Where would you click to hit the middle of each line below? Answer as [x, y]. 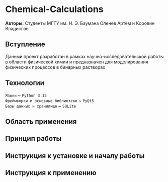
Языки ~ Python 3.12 [26, 95]
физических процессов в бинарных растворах [55, 67]
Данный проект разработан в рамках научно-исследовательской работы [85, 56]
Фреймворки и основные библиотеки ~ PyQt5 [50, 100]
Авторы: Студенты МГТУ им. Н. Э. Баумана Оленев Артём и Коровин [80, 23]
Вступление [25, 44]
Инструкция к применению [51, 173]
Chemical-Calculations [55, 9]
